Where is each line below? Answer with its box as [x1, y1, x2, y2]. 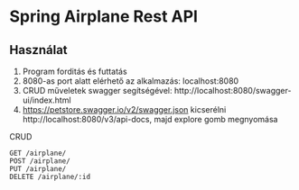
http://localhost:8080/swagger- [173, 86, 292, 95]
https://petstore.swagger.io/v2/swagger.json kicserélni [22, 104, 227, 114]
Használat [9, 42, 68, 58]
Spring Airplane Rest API [9, 6, 199, 27]
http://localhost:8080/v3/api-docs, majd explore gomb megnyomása [22, 114, 278, 124]
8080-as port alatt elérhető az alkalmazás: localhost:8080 [22, 76, 239, 86]
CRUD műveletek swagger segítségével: [22, 86, 173, 95]
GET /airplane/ [9, 149, 67, 158]
